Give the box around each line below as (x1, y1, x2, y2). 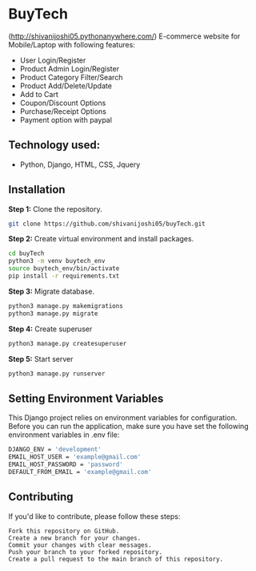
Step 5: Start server (8, 354, 74, 363)
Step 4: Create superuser (8, 324, 93, 334)
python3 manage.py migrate (8, 310, 98, 318)
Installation (8, 183, 66, 196)
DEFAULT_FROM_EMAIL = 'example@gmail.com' (8, 468, 152, 476)
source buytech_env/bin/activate (8, 265, 120, 273)
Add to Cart (19, 89, 58, 99)
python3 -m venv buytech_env (8, 257, 106, 265)
